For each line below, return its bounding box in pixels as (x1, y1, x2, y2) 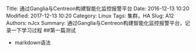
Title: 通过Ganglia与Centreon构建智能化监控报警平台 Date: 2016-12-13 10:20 (6, 5, 190, 12)
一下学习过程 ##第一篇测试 (11, 27, 76, 34)
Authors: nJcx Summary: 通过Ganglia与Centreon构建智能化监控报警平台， (6, 20, 185, 26)
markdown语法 (14, 39, 51, 46)
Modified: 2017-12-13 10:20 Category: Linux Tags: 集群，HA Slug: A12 (6, 12, 174, 19)
